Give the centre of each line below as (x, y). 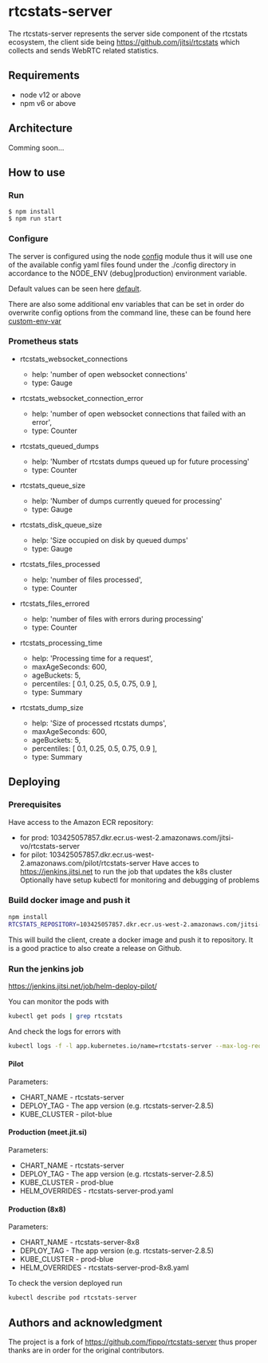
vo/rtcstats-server (50, 846)
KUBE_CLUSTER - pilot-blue (66, 1114)
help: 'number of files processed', (87, 579)
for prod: (34, 837)
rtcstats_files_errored (55, 603)
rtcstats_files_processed (60, 564)
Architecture (41, 129)
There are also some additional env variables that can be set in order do (126, 304)
